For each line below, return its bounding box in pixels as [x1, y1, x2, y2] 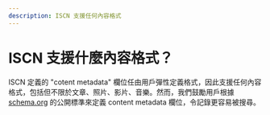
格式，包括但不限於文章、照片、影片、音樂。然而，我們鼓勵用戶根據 [8, 87, 235, 97]
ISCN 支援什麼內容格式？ [8, 49, 173, 67]
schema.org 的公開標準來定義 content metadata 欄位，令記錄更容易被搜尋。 [8, 97, 260, 107]
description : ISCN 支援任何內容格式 [8, 11, 122, 20]
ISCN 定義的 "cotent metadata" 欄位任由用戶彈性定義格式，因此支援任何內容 [8, 77, 262, 87]
